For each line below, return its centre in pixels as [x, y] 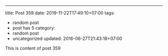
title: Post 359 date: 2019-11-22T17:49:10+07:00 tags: [60, 13]
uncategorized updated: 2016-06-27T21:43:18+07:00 [67, 38]
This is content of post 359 [33, 48]
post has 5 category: [34, 28]
